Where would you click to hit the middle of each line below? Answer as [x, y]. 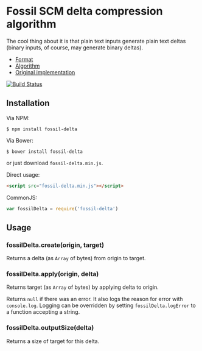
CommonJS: [22, 197]
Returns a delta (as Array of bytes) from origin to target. [76, 258]
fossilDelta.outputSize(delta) [50, 328]
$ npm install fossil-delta [42, 129]
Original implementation [45, 72]
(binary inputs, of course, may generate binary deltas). [75, 48]
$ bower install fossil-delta [45, 151]
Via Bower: [20, 140]
